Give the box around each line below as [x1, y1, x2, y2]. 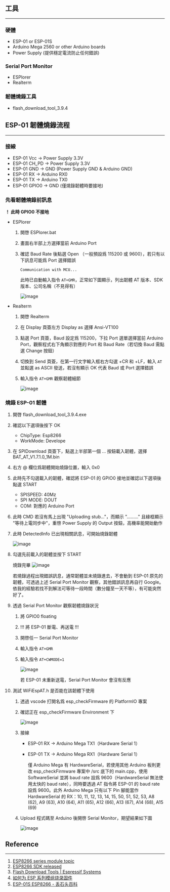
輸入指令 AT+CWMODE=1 [20, 656, 65, 662]
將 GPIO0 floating [20, 613, 57, 619]
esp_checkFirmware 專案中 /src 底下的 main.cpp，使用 [33, 768, 148, 775]
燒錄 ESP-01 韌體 [5, 399, 47, 406]
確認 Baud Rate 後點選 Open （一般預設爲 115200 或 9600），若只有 [20, 251, 161, 257]
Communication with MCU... [20, 267, 77, 273]
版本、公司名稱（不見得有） [20, 283, 78, 289]
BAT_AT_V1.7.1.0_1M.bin [12, 454, 60, 460]
